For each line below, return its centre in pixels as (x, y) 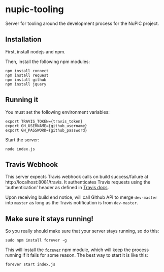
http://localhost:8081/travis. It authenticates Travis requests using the (78, 182)
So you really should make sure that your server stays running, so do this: (82, 231)
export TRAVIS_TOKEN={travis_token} (44, 121)
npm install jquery (26, 84)
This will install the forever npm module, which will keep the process (77, 250)
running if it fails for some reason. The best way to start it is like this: (77, 255)
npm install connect (27, 71)
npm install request (27, 75)
